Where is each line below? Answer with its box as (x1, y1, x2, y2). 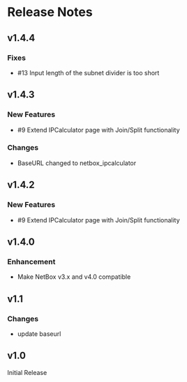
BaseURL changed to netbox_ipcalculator (17, 158, 137, 167)
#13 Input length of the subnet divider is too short (17, 68, 160, 77)
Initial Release (7, 368, 47, 376)
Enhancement (7, 257, 56, 266)
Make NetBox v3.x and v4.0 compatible (17, 273, 131, 281)
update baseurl (17, 329, 61, 338)
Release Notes (7, 4, 93, 20)
